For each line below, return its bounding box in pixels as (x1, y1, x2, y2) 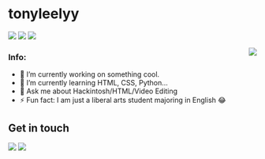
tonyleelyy (8, 5, 80, 23)
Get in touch (8, 121, 69, 134)
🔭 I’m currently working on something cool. (19, 70, 160, 79)
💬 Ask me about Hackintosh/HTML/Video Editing (19, 86, 178, 96)
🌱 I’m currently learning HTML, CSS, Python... (19, 78, 168, 88)
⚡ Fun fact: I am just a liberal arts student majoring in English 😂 (19, 96, 226, 105)
